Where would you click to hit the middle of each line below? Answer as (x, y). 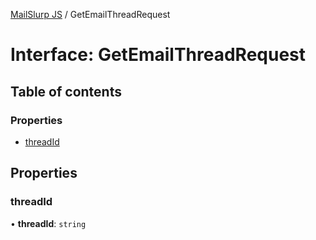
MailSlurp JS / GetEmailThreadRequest (90, 14)
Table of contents (66, 91)
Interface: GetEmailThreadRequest (158, 55)
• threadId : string (48, 223)
